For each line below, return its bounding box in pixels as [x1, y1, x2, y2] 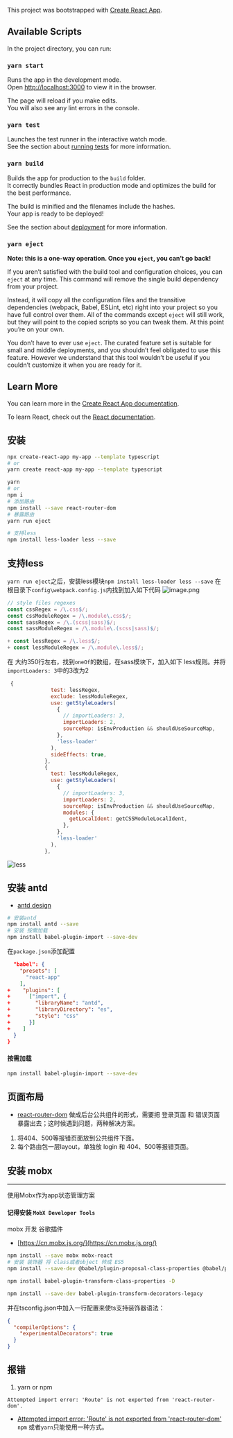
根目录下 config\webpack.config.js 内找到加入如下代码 [7, 585, 161, 594]
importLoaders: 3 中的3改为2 [7, 666, 89, 675]
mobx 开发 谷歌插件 [7, 1225, 64, 1233]
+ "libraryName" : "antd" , [7, 1000, 104, 1007]
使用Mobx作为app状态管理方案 [7, 1191, 95, 1199]
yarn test [7, 121, 40, 129]
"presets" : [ [19, 967, 58, 974]
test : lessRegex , [51, 686, 101, 693]
